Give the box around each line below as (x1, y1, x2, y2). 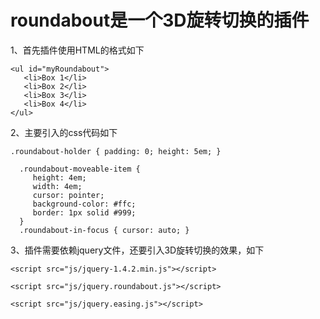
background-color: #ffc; (32, 199, 137, 209)
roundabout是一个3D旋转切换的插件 (10, 9, 310, 32)
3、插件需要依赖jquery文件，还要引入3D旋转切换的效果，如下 (10, 244, 265, 256)
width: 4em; (32, 181, 83, 191)
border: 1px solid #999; (32, 207, 137, 218)
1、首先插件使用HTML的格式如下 (10, 44, 145, 56)
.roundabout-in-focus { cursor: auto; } (19, 225, 190, 235)
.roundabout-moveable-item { (19, 164, 141, 174)
